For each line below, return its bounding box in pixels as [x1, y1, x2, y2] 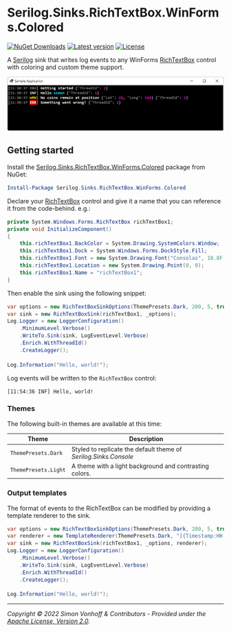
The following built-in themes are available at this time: [7, 419, 162, 428]
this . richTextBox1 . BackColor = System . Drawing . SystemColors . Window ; [19, 240, 220, 247]
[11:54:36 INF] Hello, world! [7, 388, 94, 395]
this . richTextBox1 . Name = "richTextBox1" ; [19, 269, 143, 276]
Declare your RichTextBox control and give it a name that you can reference [7, 196, 221, 205]
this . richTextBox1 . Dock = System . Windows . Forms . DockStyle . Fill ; [19, 247, 208, 254]
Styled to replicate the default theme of [71, 445, 182, 453]
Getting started [7, 145, 74, 156]
